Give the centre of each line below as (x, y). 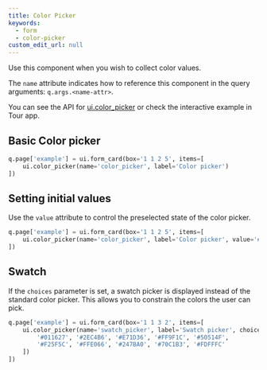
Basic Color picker (54, 140)
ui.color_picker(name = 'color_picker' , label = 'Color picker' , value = (138, 240)
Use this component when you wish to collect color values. (105, 68)
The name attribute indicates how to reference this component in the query (129, 84)
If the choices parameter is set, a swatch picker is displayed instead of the (130, 290)
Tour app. (24, 115)
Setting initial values (60, 199)
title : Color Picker (43, 16)
